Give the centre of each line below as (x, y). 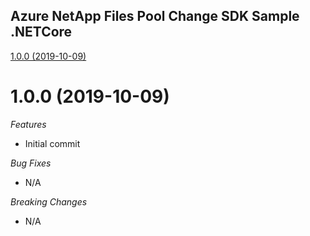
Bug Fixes (31, 163)
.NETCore (41, 32)
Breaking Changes (49, 201)
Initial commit (52, 143)
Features (28, 124)
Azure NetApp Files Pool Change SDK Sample (155, 16)
